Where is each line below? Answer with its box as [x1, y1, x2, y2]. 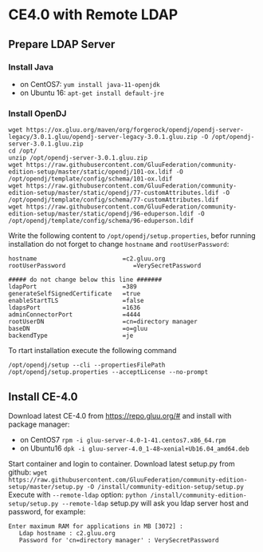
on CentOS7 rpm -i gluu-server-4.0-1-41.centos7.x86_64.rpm [19, 435, 226, 444]
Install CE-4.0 [8, 390, 78, 403]
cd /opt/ [8, 147, 37, 155]
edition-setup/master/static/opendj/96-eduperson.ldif [8, 210, 194, 218]
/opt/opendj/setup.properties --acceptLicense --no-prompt [8, 368, 209, 376]
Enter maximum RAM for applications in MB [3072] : [8, 522, 183, 530]
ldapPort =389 [8, 283, 137, 291]
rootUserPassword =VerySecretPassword [8, 262, 202, 270]
